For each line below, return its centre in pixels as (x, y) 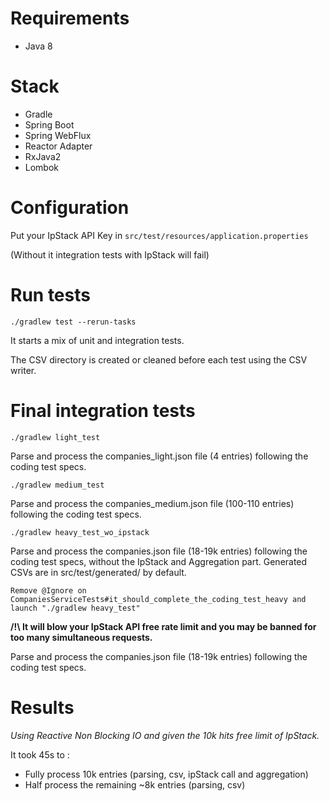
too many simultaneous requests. (81, 637)
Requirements (70, 18)
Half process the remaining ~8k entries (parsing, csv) (135, 784)
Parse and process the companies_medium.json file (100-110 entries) (152, 503)
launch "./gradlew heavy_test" (75, 608)
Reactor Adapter (58, 146)
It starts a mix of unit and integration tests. (97, 340)
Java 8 (38, 46)
